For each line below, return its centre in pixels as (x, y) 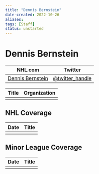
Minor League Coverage (44, 147)
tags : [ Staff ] (20, 24)
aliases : (14, 19)
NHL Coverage (28, 113)
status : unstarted (24, 29)
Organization (39, 93)
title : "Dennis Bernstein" (33, 10)
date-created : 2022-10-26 (32, 15)
